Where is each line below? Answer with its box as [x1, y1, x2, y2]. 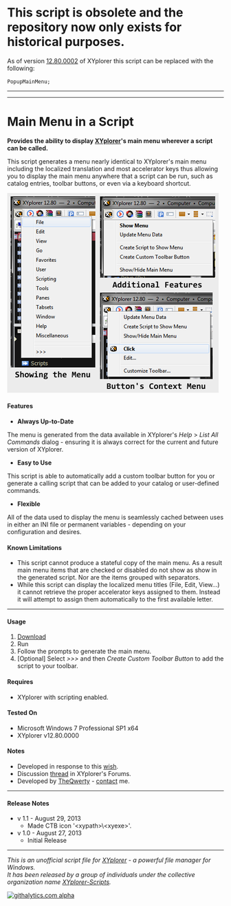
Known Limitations [7, 543, 62, 551]
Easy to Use [16, 458, 52, 467]
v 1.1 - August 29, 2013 [16, 815, 81, 823]
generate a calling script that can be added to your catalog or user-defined [7, 479, 219, 487]
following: [7, 64, 35, 72]
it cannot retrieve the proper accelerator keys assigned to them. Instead [16, 588, 221, 596]
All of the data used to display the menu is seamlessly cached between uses [7, 513, 224, 522]
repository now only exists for [7, 19, 182, 35]
